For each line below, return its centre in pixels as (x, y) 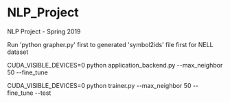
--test (43, 93)
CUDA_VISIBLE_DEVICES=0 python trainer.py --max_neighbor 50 (99, 85)
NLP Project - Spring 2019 (44, 31)
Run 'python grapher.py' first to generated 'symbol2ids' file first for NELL (111, 44)
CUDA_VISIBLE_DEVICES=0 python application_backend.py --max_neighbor (115, 65)
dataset (18, 52)
